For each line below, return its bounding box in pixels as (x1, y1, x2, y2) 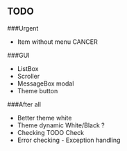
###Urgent (7, 24, 39, 32)
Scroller (17, 72, 40, 80)
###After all (7, 100, 42, 109)
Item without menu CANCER (17, 38, 99, 46)
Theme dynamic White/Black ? (17, 121, 105, 129)
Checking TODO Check (17, 128, 85, 136)
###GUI (7, 51, 30, 59)
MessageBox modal (17, 79, 74, 88)
